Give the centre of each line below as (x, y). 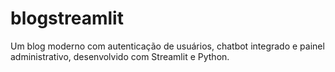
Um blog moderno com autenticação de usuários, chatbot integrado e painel (167, 46)
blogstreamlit (67, 18)
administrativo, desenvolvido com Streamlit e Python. (120, 56)
